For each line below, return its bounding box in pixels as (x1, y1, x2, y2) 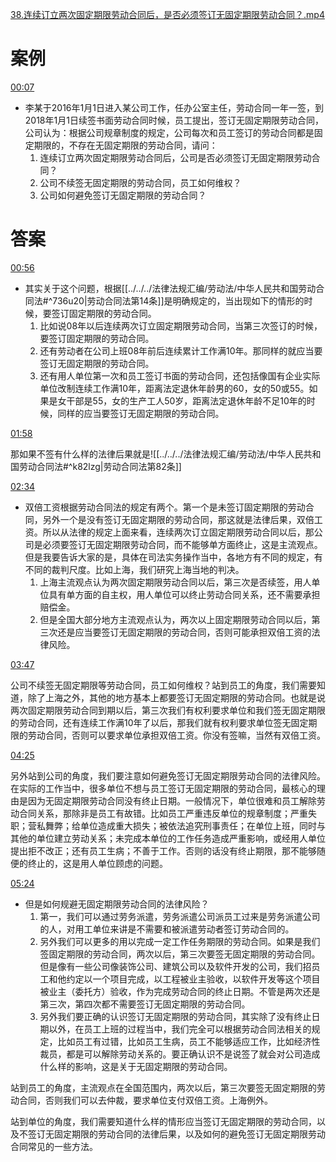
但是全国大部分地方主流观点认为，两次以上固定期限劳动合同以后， (39, 613, 312, 625)
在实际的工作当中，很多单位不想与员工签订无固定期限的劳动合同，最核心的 (10, 782, 317, 794)
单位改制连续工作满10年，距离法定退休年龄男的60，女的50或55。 (39, 382, 310, 394)
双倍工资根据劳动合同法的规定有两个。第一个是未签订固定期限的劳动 (24, 501, 306, 513)
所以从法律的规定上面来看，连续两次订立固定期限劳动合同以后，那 (42, 526, 315, 538)
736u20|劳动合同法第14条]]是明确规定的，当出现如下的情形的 (52, 294, 305, 307)
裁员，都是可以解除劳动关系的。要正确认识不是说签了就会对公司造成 (39, 1048, 321, 1060)
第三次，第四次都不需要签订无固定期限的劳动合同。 (39, 998, 251, 1010)
